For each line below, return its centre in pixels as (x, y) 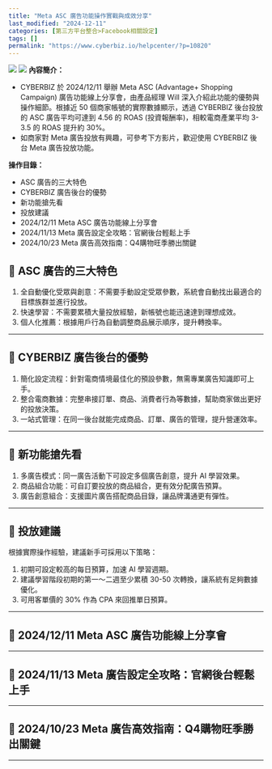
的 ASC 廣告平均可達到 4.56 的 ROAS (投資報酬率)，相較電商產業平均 (134, 117)
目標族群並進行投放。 (55, 302)
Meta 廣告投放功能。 (64, 148)
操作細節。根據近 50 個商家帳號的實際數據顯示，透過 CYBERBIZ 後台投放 (141, 108)
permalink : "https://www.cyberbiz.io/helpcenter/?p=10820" (110, 46)
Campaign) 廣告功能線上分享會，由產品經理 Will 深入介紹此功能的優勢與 (140, 97)
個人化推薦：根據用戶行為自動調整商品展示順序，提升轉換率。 (123, 322)
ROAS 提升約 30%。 (76, 128)
